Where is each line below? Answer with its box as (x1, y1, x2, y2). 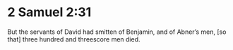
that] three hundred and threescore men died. (7, 35, 141, 43)
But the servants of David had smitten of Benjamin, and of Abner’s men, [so (7, 27, 227, 36)
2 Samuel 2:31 (7, 4, 92, 20)
